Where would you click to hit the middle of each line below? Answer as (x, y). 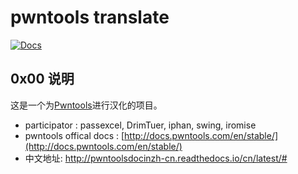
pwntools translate (90, 17)
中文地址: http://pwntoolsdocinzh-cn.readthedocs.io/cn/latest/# (156, 158)
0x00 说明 (42, 79)
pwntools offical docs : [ (74, 135)
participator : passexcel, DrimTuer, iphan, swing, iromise (140, 125)
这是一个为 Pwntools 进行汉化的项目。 (86, 105)
